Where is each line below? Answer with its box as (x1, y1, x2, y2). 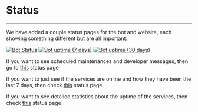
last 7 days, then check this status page (6, 81, 103, 88)
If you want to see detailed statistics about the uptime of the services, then (6, 93, 188, 100)
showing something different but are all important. (6, 35, 128, 42)
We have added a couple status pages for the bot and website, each (6, 28, 172, 35)
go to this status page (6, 64, 59, 71)
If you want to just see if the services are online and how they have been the (6, 75, 192, 83)
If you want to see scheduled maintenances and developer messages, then (6, 57, 189, 65)
